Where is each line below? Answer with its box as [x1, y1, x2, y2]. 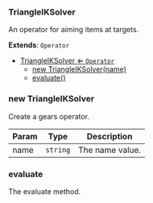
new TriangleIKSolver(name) [31, 64, 126, 74]
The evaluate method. [8, 186, 81, 196]
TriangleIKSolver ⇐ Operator [19, 56, 115, 66]
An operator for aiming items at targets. [8, 25, 139, 35]
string [45, 145, 71, 155]
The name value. [77, 144, 142, 155]
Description [86, 130, 133, 142]
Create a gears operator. [8, 111, 90, 121]
